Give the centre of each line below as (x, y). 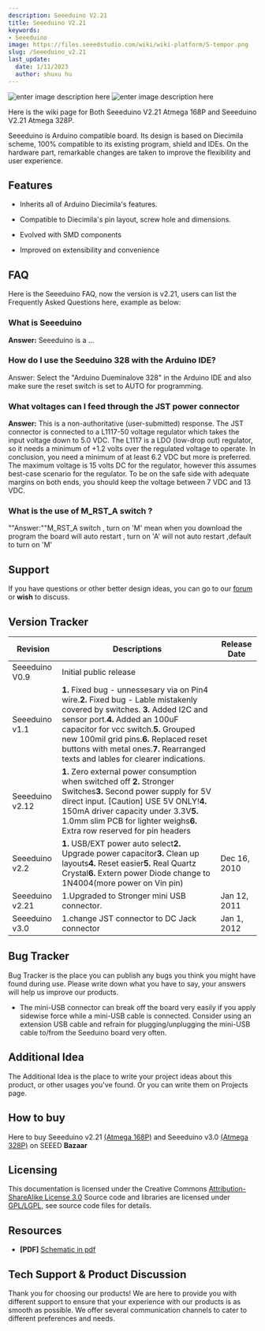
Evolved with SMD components (71, 235)
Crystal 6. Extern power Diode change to (136, 874)
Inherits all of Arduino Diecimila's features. (88, 204)
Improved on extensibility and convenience (90, 250)
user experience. (35, 160)
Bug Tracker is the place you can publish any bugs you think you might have (132, 975)
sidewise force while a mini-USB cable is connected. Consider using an (135, 1016)
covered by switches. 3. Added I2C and (135, 710)
